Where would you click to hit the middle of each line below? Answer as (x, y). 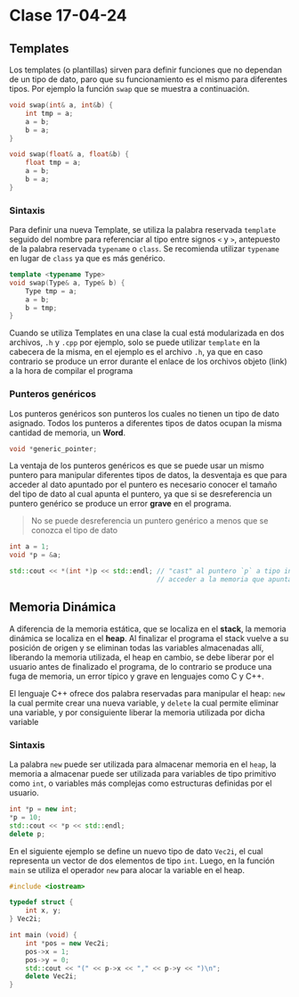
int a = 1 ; (29, 547)
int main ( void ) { (43, 935)
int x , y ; (44, 910)
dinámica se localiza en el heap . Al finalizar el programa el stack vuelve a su (149, 638)
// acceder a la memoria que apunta (224, 580)
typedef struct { (41, 902)
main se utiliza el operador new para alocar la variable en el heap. (127, 869)
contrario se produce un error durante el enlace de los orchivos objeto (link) (148, 361)
